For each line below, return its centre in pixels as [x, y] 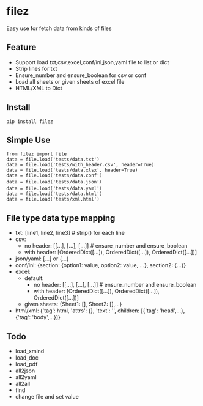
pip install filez [30, 121]
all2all [23, 384]
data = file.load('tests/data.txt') [53, 160]
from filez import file [37, 154]
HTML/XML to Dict [39, 88]
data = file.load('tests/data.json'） [55, 182]
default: [34, 278]
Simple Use [28, 140]
